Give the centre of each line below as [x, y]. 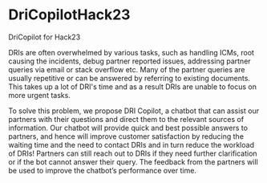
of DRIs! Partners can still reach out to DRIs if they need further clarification [133, 153]
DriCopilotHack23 [69, 15]
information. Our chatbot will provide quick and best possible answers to [128, 128]
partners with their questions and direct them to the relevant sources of [126, 119]
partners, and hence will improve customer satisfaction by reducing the [126, 136]
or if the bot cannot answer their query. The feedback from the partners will [133, 161]
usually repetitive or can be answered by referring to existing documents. [129, 78]
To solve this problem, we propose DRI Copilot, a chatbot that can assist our [133, 111]
